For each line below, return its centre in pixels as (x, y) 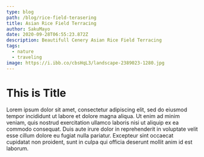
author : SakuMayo (28, 29)
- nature (23, 52)
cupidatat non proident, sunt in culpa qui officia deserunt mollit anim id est (100, 142)
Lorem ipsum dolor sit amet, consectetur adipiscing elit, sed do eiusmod (97, 110)
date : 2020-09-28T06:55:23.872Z (47, 35)
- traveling (27, 57)
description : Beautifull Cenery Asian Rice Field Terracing (84, 40)
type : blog (20, 12)
